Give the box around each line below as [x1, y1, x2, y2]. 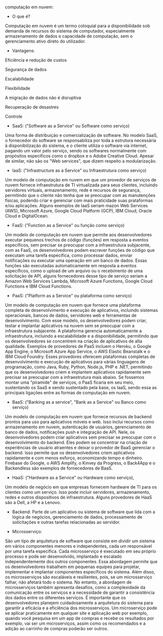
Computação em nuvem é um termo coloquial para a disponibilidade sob [5, 23, 150, 29]
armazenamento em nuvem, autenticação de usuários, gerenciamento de [5, 424, 151, 430]
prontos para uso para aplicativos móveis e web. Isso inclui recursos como [5, 419, 154, 424]
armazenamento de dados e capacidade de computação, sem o [5, 33, 133, 39]
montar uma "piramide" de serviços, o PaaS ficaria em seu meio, [5, 379, 134, 385]
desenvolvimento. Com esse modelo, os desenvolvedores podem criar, [5, 318, 147, 323]
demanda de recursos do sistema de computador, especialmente [5, 28, 135, 33]
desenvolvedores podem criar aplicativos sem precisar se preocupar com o [5, 434, 156, 440]
